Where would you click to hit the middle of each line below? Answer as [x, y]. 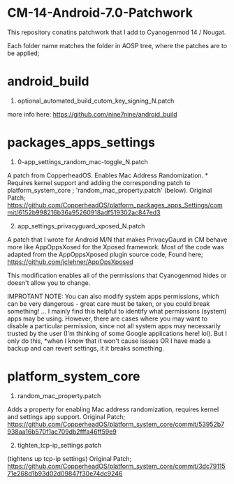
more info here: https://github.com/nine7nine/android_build [92, 114]
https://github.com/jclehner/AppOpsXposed [71, 262]
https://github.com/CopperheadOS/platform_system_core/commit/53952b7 [116, 424]
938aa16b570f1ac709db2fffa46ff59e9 [62, 432]
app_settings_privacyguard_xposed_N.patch [81, 226]
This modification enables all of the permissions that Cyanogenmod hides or [117, 275]
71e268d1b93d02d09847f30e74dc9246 [65, 474]
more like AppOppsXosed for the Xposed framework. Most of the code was [116, 247]
